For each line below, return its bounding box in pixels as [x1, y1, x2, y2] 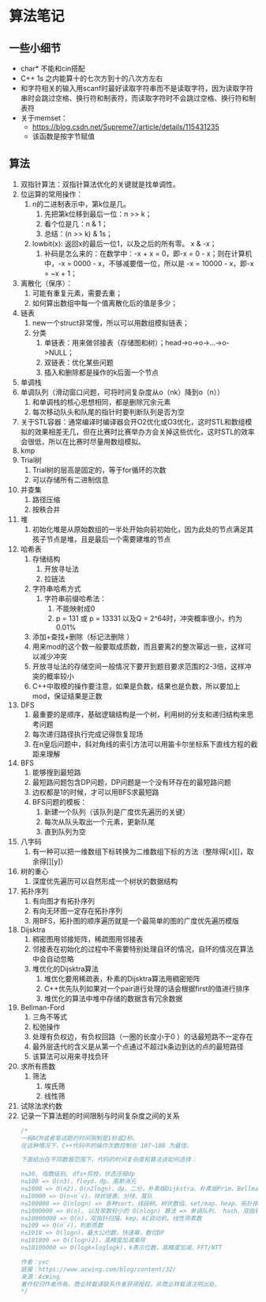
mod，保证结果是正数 [32, 691, 103, 701]
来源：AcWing [20, 1273, 60, 1281]
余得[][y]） [32, 856, 68, 866]
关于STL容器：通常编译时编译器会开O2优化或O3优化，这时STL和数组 [20, 417, 245, 426]
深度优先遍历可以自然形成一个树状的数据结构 [32, 876, 178, 885]
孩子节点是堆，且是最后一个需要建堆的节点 [32, 534, 171, 543]
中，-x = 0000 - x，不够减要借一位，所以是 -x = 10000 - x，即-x [43, 258, 255, 268]
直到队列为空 [43, 827, 86, 836]
